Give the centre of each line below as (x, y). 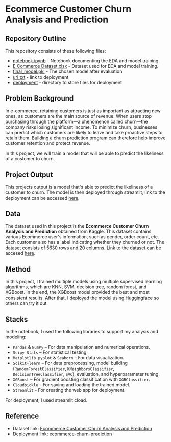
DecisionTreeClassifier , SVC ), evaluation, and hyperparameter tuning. (86, 374)
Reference (22, 416)
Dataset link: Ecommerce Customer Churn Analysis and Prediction (82, 428)
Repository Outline (36, 39)
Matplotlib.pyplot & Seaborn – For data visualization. (68, 358)
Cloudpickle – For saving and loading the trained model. (71, 385)
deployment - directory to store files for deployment (67, 82)
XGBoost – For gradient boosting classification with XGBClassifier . (81, 379)
